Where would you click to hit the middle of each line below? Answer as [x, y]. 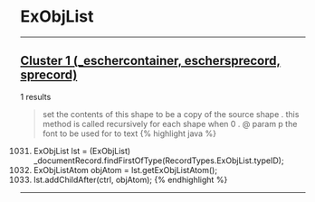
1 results [36, 96]
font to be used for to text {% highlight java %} [129, 133]
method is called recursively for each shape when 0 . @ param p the [170, 124]
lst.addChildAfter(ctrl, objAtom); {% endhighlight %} [130, 179]
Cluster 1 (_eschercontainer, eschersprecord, [150, 61]
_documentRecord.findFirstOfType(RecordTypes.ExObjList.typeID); [158, 161]
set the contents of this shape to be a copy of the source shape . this [171, 114]
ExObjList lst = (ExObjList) [82, 151]
